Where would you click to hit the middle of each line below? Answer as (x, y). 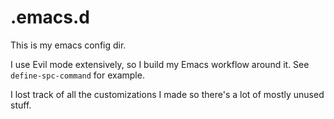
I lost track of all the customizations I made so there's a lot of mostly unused (167, 94)
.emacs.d (50, 17)
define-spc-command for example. (77, 75)
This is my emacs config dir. (68, 45)
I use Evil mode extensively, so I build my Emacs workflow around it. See (160, 64)
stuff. (21, 105)
